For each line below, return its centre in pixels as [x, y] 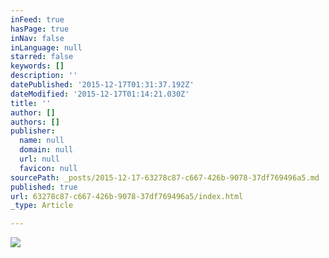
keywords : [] [37, 66]
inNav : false [37, 38]
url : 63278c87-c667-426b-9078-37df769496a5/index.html [127, 196]
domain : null [46, 150]
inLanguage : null [46, 47]
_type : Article [42, 206]
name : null [42, 141]
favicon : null [48, 168]
